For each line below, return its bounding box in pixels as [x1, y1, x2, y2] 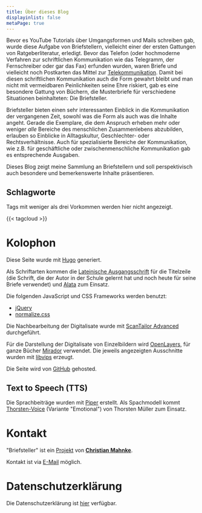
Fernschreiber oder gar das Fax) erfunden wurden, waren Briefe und [6, 62, 177, 70]
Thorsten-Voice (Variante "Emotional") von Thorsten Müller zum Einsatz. [6, 405, 187, 412]
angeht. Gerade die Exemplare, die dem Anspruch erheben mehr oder [6, 119, 180, 127]
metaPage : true [6, 20, 45, 26]
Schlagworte [6, 187, 56, 197]
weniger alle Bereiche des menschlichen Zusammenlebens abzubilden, [6, 125, 184, 133]
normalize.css [15, 311, 50, 318]
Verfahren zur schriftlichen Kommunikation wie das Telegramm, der [6, 56, 174, 64]
